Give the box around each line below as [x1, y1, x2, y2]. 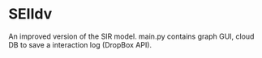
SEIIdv [8, 5, 53, 23]
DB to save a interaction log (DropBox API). [8, 39, 152, 49]
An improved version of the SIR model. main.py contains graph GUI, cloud [8, 31, 255, 41]
